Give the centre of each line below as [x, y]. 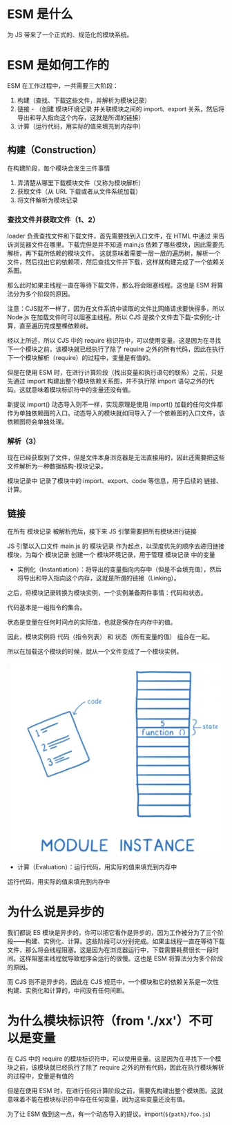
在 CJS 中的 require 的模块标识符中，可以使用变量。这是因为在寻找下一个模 [114, 1059]
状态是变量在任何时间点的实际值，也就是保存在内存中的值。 [92, 622]
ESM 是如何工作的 [58, 65]
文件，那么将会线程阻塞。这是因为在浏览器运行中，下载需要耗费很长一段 [110, 950]
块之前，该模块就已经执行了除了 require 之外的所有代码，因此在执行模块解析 [116, 1068]
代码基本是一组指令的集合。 [47, 607]
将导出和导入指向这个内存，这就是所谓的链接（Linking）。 [99, 578]
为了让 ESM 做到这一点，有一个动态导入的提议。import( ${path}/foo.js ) [109, 1114]
